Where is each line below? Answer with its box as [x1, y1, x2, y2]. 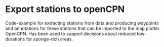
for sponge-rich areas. [26, 36, 73, 42]
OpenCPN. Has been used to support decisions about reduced [5, 30, 136, 36]
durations [5, 36, 25, 42]
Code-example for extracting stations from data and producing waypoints [5, 20, 159, 26]
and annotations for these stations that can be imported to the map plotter [5, 25, 160, 31]
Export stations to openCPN [5, 3, 125, 15]
